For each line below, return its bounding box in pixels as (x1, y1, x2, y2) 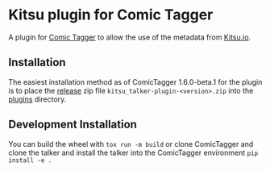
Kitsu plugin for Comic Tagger (8, 6, 214, 24)
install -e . (8, 156, 52, 165)
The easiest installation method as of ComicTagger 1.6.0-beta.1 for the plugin (8, 77, 263, 86)
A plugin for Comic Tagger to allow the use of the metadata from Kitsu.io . (8, 32, 251, 42)
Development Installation (8, 118, 137, 131)
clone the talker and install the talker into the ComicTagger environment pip (8, 148, 259, 157)
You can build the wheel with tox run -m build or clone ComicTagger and (8, 139, 254, 148)
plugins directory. (8, 94, 67, 104)
